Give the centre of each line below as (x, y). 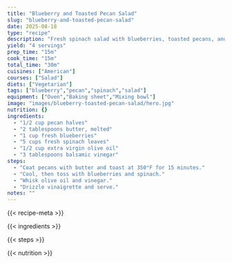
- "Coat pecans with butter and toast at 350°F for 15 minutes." (109, 167)
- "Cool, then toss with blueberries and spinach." (89, 174)
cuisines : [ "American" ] (41, 71)
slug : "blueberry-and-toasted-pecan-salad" (71, 20)
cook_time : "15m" (32, 59)
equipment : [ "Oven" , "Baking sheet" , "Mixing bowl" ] (81, 97)
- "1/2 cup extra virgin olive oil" (66, 148)
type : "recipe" (29, 33)
